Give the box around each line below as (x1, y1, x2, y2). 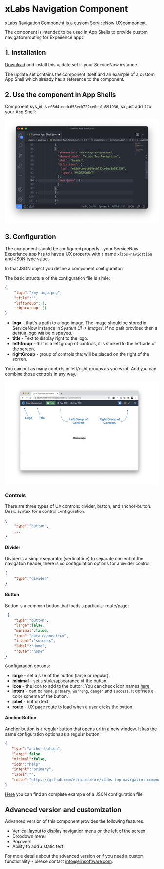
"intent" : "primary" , (11, 767, 54, 772)
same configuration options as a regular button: (5, 731, 101, 737)
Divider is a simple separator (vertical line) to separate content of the (5, 555, 143, 561)
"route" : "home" (14, 649, 45, 654)
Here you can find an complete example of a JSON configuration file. (5, 791, 144, 797)
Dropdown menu (12, 833, 46, 839)
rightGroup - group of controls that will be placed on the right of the (12, 351, 150, 357)
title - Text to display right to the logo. (12, 335, 89, 341)
